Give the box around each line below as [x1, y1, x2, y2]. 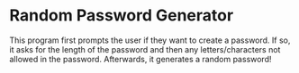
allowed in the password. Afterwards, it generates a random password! [9, 53, 272, 64]
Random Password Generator [9, 5, 234, 26]
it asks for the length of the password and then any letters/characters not [9, 44, 281, 54]
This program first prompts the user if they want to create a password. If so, [9, 35, 291, 45]
